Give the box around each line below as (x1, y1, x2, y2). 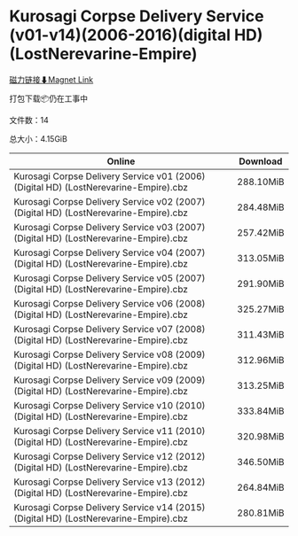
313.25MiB (237, 379, 285, 392)
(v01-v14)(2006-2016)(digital (9, 25, 231, 45)
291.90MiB (237, 277, 285, 290)
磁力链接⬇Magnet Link (9, 74, 94, 85)
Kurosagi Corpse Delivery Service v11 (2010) (13, 424, 206, 437)
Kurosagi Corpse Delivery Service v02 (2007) (13, 195, 206, 207)
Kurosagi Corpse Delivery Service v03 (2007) (13, 221, 206, 233)
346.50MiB (237, 455, 285, 468)
